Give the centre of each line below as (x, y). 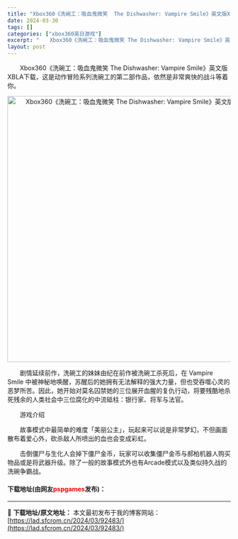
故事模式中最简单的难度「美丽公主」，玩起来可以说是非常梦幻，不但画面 (124, 429)
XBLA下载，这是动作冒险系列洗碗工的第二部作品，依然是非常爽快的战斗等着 (118, 77)
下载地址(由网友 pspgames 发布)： (57, 489)
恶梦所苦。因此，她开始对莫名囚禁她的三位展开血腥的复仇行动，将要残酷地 (116, 390)
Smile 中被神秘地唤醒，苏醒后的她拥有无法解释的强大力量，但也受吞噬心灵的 (119, 382)
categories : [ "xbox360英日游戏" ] (55, 34)
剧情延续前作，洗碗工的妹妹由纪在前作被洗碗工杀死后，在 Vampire (117, 373)
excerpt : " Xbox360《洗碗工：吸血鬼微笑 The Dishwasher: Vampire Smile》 (116, 40)
